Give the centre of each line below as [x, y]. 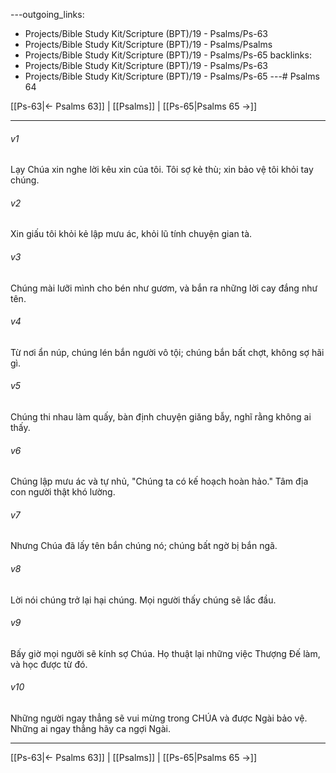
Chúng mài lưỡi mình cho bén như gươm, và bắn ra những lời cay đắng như [164, 288]
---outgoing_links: [47, 14]
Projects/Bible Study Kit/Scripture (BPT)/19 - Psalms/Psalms [148, 44]
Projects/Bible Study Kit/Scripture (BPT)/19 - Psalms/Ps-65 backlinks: [168, 55]
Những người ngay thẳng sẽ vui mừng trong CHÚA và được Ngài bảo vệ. [159, 718]
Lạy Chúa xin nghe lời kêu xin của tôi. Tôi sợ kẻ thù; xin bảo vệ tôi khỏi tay [162, 170]
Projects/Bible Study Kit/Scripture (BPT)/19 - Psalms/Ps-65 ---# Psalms [172, 76]
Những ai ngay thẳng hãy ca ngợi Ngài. [90, 729]
